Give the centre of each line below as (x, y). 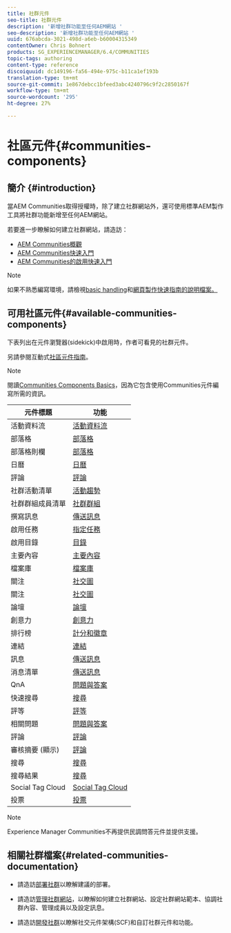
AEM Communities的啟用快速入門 (64, 261)
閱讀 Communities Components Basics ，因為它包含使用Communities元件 (110, 385)
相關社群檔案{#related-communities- (88, 855)
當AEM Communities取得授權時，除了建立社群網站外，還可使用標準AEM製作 (115, 206)
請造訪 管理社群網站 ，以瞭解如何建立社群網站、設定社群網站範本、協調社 (120, 898)
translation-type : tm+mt (43, 78)
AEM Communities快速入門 (56, 252)
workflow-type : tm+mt (38, 91)
